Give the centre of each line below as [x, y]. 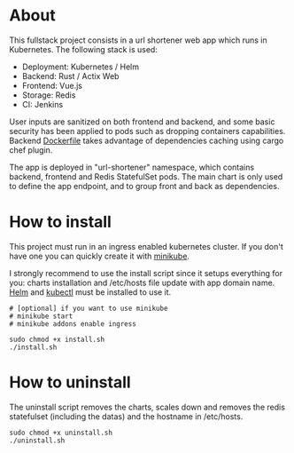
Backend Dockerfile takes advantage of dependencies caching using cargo [147, 140]
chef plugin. [31, 150]
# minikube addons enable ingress [73, 324]
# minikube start [41, 316]
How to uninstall [70, 382]
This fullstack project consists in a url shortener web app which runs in [138, 40]
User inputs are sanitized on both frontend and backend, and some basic [142, 122]
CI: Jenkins [43, 104]
